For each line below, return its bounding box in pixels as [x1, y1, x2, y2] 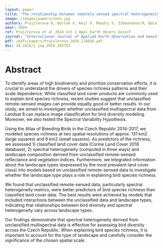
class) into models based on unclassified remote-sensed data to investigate [5, 167, 157, 173]
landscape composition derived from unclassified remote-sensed [5, 151, 136, 157]
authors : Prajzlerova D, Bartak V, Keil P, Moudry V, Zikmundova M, [5, 20, 147, 26]
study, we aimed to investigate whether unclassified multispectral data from [5, 106, 157, 112]
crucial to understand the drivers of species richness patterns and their [5, 85, 147, 91]
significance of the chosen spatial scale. [5, 237, 86, 243]
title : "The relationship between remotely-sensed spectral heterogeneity [5, 12, 160, 17]
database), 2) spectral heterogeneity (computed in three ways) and [5, 146, 139, 152]
